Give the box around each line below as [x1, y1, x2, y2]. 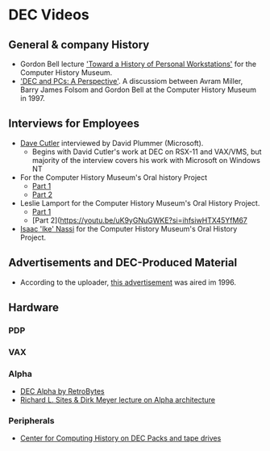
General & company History [8, 38, 150, 52]
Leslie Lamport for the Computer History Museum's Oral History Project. [19, 198, 260, 207]
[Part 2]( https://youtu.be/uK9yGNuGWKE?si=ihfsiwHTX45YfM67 [31, 215, 247, 225]
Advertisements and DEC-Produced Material [8, 256, 238, 269]
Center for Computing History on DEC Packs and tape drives [19, 433, 222, 443]
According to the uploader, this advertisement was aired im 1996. [19, 277, 236, 287]
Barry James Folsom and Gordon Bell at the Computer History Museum [19, 85, 256, 94]
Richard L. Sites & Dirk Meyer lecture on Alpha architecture [19, 395, 216, 405]
